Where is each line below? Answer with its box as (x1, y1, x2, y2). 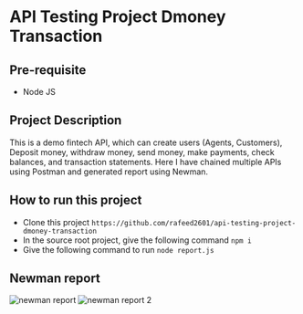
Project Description (9, 112, 122, 129)
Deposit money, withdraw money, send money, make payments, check (9, 146, 276, 157)
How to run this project (9, 193, 142, 208)
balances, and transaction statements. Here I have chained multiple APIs (9, 156, 282, 167)
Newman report (9, 271, 100, 287)
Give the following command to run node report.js (22, 244, 214, 255)
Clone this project (22, 216, 89, 227)
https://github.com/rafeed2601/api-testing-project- (90, 218, 297, 227)
